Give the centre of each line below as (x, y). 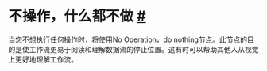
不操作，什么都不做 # (77, 16)
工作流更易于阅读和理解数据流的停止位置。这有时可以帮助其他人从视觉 (144, 49)
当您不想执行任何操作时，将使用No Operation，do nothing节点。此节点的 (128, 39)
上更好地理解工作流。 (43, 59)
